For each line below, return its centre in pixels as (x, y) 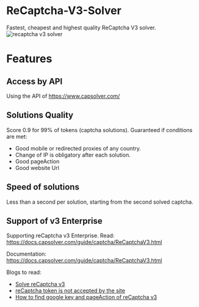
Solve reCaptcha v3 (40, 284)
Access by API (34, 81)
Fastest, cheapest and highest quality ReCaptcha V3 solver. (81, 28)
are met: (17, 136)
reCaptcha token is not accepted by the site (70, 290)
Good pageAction (37, 161)
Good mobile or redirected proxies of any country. (78, 148)
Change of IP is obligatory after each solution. (73, 155)
